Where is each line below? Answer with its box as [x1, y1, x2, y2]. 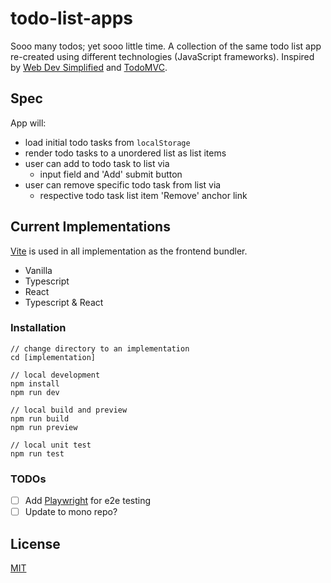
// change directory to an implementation [10, 343, 190, 354]
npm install [10, 378, 60, 389]
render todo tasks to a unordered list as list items [24, 147, 227, 159]
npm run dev [10, 387, 60, 397]
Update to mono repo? [24, 506, 118, 518]
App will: [10, 117, 47, 129]
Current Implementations [10, 218, 171, 236]
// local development [10, 370, 101, 380]
